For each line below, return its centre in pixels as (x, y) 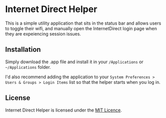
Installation (23, 49)
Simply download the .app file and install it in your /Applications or (74, 62)
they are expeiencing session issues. (43, 34)
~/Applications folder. (28, 67)
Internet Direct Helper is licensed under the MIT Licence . (63, 110)
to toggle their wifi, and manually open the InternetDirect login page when (81, 28)
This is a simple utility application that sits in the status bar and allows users (83, 23)
